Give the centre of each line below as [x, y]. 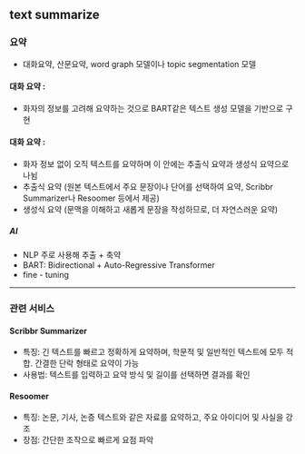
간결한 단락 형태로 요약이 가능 [87, 363]
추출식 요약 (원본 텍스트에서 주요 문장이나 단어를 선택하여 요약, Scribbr [148, 187]
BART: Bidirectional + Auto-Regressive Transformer [119, 265]
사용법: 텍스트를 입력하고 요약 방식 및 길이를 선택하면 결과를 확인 [136, 375]
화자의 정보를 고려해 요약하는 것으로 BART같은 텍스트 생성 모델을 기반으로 [153, 108]
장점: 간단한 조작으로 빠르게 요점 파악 [88, 440]
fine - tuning [46, 275]
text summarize [54, 15]
